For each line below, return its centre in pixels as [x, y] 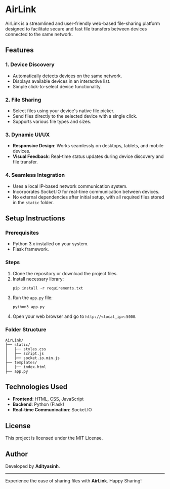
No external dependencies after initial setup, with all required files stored [88, 197]
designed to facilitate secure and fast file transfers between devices [76, 28]
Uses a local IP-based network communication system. [70, 186]
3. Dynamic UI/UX [28, 135]
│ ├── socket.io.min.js [32, 358]
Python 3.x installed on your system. [50, 244]
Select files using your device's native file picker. [63, 111]
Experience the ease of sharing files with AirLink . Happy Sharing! [73, 481]
